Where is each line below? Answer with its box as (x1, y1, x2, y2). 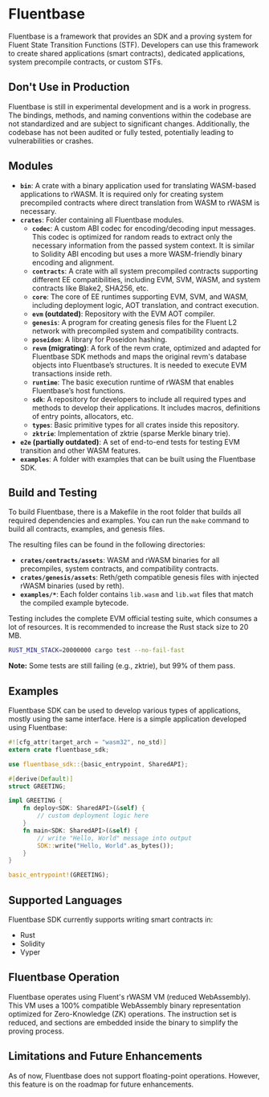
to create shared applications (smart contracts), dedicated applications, (8, 48, 246, 58)
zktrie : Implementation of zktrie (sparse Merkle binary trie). (31, 428, 231, 438)
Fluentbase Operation (8, 971, 120, 984)
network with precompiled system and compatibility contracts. (31, 326, 239, 335)
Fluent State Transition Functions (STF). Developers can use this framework (8, 39, 259, 49)
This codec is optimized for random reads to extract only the (31, 232, 233, 241)
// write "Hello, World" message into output (37, 834, 193, 842)
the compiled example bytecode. (19, 598, 129, 608)
